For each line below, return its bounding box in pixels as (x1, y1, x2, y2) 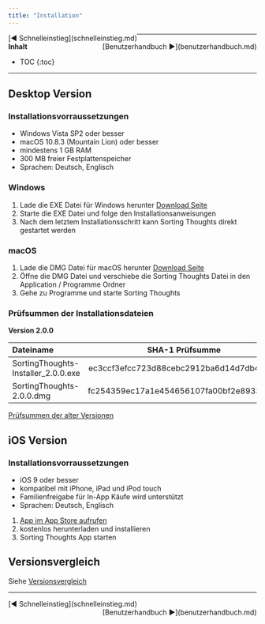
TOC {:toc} (19, 57, 55, 66)
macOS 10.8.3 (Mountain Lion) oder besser (19, 137, 159, 147)
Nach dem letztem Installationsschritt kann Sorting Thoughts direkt (19, 216, 237, 226)
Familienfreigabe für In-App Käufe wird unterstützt (19, 491, 184, 502)
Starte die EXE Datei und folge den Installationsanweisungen (19, 209, 217, 218)
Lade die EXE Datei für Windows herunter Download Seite (19, 200, 207, 209)
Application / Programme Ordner (19, 280, 126, 289)
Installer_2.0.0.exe (12, 368, 80, 379)
